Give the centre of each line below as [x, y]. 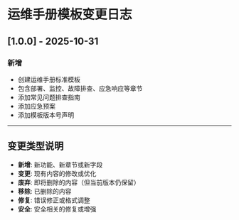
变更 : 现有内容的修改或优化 [57, 173]
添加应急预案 [36, 106]
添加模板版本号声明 [46, 115]
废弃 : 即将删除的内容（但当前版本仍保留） [79, 182]
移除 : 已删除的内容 [44, 191]
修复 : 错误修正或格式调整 [54, 200]
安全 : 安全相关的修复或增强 [57, 209]
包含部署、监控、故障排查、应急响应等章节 [80, 88]
